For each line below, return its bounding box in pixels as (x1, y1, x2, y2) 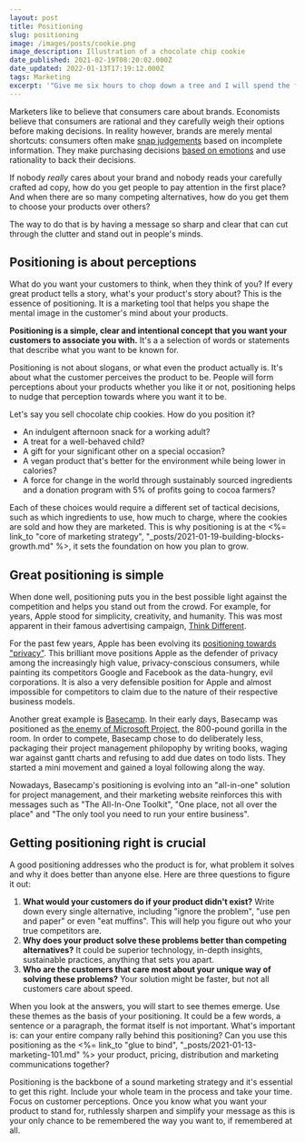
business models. (9, 696, 75, 707)
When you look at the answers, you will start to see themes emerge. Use (9, 1001, 280, 1012)
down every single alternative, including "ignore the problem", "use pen (22, 906, 290, 917)
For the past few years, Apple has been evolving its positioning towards (9, 638, 277, 649)
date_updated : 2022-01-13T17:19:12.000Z (9, 65, 165, 74)
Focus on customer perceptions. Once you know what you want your (9, 1096, 268, 1107)
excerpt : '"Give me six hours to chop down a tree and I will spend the (9, 81, 290, 90)
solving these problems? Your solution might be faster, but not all (22, 974, 270, 985)
